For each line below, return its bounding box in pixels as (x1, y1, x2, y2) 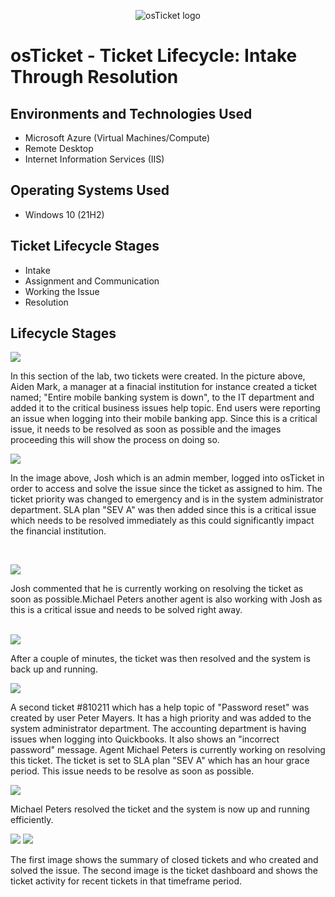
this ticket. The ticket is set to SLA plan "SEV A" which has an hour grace (10, 755, 310, 767)
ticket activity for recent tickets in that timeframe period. (10, 875, 243, 887)
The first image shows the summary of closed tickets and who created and (10, 854, 319, 866)
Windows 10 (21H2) (24, 208, 105, 220)
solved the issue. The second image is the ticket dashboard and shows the (10, 865, 318, 877)
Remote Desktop (24, 143, 94, 154)
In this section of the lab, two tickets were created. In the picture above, (10, 370, 306, 382)
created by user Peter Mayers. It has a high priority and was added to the (10, 712, 312, 724)
